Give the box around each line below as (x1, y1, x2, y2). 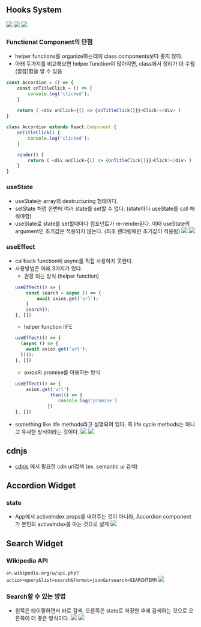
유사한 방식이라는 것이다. (21, 428, 80, 435)
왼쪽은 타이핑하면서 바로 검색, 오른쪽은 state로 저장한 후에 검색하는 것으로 (14, 607, 188, 614)
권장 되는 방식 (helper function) (23, 272, 100, 279)
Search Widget (6, 538, 64, 549)
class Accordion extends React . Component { (6, 124, 117, 130)
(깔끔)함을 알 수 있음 (14, 67, 62, 75)
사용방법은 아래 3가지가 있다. (14, 264, 83, 272)
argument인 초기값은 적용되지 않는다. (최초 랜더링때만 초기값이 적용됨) (14, 227, 181, 234)
